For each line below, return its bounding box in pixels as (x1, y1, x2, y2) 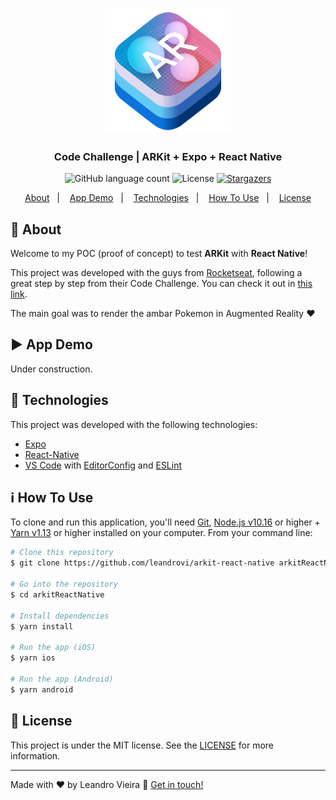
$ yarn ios (10, 653, 56, 663)
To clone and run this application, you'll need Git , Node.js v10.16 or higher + (10, 516, 321, 528)
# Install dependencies (10, 611, 110, 621)
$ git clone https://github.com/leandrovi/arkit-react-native (10, 558, 275, 568)
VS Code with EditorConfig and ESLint (24, 459, 183, 471)
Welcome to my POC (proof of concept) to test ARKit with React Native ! (10, 248, 308, 260)
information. (10, 749, 61, 762)
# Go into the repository (10, 579, 118, 590)
